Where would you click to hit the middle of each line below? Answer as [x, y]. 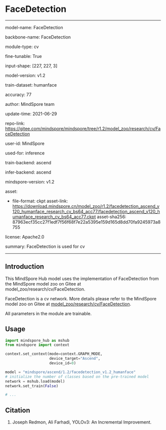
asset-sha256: [112, 217]
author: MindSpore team [30, 104]
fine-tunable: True [23, 56]
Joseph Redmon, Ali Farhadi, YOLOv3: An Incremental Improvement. [82, 422]
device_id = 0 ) [63, 363]
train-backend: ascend [28, 162]
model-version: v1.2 [25, 75]
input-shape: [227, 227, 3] [31, 66]
